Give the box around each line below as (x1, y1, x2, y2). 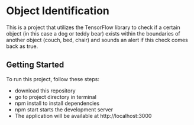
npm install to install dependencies (14, 100, 99, 107)
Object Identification (6, 4, 109, 18)
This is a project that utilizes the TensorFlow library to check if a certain (6, 24, 180, 31)
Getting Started (6, 60, 64, 70)
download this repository (14, 87, 76, 94)
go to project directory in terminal (14, 93, 96, 100)
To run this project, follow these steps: (6, 75, 99, 82)
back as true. (6, 43, 38, 50)
